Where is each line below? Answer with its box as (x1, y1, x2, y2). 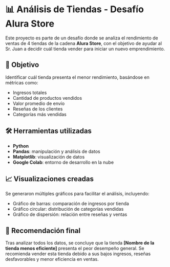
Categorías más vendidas (12, 111, 67, 117)
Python (12, 143, 29, 149)
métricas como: (5, 79, 38, 85)
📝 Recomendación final (5, 226, 81, 235)
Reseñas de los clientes (12, 105, 63, 112)
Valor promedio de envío (12, 100, 65, 106)
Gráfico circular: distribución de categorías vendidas (12, 206, 124, 212)
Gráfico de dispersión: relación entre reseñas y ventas (12, 211, 128, 217)
